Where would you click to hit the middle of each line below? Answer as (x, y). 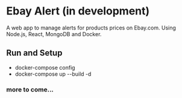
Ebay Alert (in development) (78, 11)
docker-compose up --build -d (53, 74)
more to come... (30, 90)
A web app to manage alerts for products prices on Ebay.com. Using (91, 28)
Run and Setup (34, 53)
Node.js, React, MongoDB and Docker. (54, 34)
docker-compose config (45, 67)
